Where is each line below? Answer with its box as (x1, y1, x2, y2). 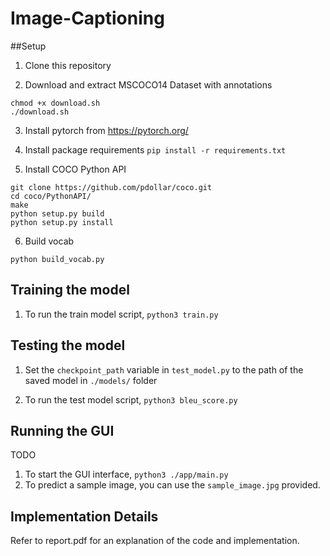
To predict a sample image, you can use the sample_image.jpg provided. (24, 479, 321, 491)
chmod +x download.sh (10, 98, 101, 108)
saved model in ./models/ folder (24, 374, 158, 386)
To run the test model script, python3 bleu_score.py (24, 393, 238, 406)
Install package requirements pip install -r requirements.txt (24, 143, 287, 156)
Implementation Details (10, 508, 159, 525)
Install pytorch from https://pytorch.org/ (24, 124, 189, 136)
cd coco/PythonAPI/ (10, 191, 92, 201)
